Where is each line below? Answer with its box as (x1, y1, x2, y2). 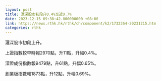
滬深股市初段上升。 (5, 40, 45, 46)
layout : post (5, 7, 32, 12)
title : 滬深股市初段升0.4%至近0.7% (5, 12, 72, 17)
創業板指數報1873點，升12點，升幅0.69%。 (5, 71, 94, 77)
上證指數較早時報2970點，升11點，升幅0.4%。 (5, 50, 100, 56)
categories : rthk (5, 26, 41, 30)
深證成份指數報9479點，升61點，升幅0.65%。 (5, 60, 99, 66)
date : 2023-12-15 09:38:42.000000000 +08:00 (5, 16, 99, 21)
